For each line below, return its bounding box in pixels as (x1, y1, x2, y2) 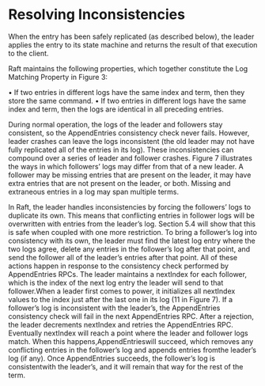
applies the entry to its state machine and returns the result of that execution (8, 40, 258, 49)
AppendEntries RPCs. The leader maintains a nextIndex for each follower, (8, 269, 248, 278)
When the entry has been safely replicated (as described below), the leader (8, 32, 255, 41)
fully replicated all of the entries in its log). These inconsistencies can (8, 145, 234, 154)
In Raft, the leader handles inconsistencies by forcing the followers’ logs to (8, 202, 252, 211)
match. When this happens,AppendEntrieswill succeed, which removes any (8, 336, 254, 346)
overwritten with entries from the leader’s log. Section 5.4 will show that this (8, 219, 256, 229)
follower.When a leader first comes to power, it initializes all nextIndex (8, 286, 236, 296)
